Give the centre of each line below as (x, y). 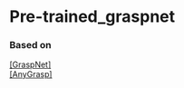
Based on (30, 45)
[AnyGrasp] (31, 74)
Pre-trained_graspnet (92, 17)
